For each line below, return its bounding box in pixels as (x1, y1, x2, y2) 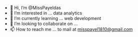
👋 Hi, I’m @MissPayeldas (9, 5, 61, 10)
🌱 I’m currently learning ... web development (9, 15, 101, 21)
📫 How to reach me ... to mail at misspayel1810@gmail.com (9, 26, 133, 32)
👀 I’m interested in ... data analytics (9, 10, 82, 16)
